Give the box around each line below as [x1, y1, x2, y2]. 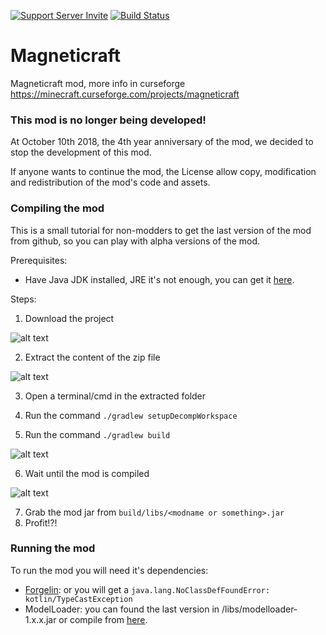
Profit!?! [24, 516, 58, 529]
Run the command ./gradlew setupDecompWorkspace [24, 409, 238, 421]
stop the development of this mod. [10, 146, 152, 159]
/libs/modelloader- [221, 603, 298, 615]
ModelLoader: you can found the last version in [24, 603, 220, 615]
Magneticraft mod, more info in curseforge [10, 77, 186, 89]
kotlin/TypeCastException [24, 594, 133, 604]
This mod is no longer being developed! [10, 113, 207, 127]
